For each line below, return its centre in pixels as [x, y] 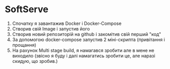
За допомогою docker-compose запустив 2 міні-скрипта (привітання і [88, 40]
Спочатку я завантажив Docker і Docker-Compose [67, 23]
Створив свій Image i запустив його [51, 28]
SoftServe [27, 9]
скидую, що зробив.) [35, 61]
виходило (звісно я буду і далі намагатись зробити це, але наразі [84, 56]
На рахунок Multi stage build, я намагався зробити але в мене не [83, 50]
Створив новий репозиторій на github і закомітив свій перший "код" [87, 34]
